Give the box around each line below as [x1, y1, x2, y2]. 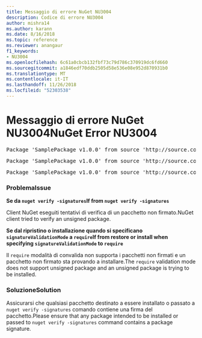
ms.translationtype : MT [6, 71, 66, 77]
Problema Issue [6, 183, 51, 192]
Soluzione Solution [6, 286, 61, 295]
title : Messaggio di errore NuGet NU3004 [6, 8, 112, 15]
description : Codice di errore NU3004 [6, 14, 103, 21]
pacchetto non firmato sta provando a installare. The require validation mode [6, 258, 196, 266]
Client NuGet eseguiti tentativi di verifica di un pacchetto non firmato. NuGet [6, 209, 194, 216]
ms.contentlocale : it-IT [6, 76, 69, 82]
